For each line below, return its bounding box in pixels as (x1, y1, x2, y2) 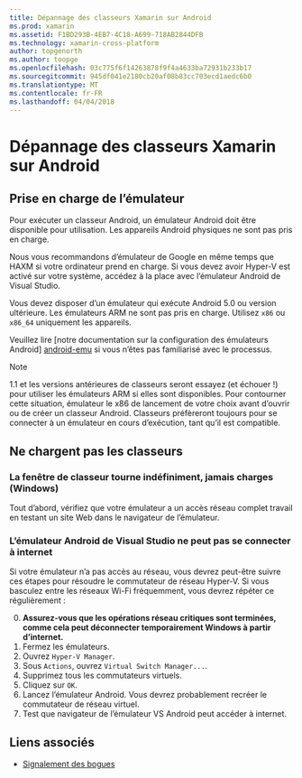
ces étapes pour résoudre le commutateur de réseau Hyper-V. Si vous (9, 576, 270, 587)
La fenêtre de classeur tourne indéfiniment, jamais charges (9, 470, 273, 483)
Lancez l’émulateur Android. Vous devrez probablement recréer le (22, 690, 268, 700)
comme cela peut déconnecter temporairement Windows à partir (22, 622, 271, 633)
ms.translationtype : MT (9, 80, 99, 89)
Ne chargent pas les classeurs (9, 443, 183, 458)
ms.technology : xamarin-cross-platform (9, 38, 160, 48)
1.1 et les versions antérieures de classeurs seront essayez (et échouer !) (9, 379, 279, 390)
